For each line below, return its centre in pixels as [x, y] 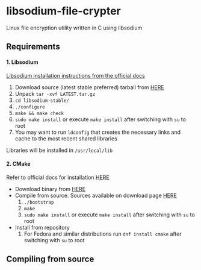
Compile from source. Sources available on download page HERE [96, 195]
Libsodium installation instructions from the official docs [76, 75]
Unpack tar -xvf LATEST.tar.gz [55, 93]
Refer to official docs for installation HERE [58, 177]
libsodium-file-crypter [64, 11]
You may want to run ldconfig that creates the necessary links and [98, 132]
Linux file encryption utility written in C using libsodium [74, 28]
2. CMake [19, 164]
